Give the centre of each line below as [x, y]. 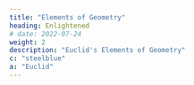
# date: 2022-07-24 [46, 34]
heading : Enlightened [50, 26]
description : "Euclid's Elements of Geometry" [97, 50]
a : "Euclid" [31, 67]
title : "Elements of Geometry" [67, 17]
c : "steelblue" [38, 58]
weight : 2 [28, 42]
